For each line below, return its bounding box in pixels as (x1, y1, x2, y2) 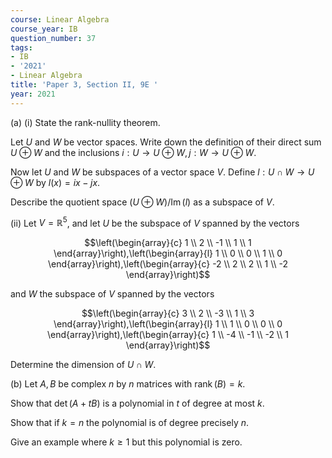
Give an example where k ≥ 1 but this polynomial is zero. (10, 436, 243, 448)
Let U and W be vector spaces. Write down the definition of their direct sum (10, 136, 322, 148)
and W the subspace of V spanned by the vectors (10, 288, 215, 300)
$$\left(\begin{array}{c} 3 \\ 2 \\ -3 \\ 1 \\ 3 (81, 307, 255, 320)
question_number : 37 (10, 33, 97, 43)
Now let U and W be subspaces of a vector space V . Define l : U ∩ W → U (10, 166, 315, 178)
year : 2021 (10, 89, 56, 99)
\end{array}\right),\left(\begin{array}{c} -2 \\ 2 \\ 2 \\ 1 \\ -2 (47, 258, 289, 270)
